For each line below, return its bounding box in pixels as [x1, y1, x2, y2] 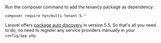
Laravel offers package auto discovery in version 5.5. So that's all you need [5, 22, 156, 28]
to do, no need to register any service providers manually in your [5, 27, 135, 33]
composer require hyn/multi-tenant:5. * [5, 14, 86, 18]
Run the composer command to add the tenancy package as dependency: [5, 4, 154, 10]
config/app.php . [5, 32, 38, 38]
